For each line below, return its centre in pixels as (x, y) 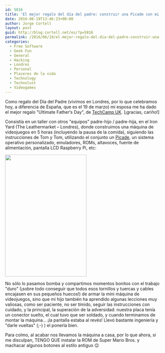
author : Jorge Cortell (28, 23)
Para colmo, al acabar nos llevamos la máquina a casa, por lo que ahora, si (81, 335)
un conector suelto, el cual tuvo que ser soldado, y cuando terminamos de (80, 315)
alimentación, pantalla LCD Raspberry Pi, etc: (51, 148)
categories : (17, 42)
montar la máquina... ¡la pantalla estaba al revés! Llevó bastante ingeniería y (82, 320)
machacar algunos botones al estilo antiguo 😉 (52, 345)
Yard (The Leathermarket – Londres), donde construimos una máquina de (79, 127)
